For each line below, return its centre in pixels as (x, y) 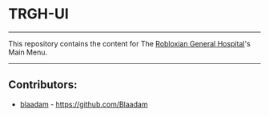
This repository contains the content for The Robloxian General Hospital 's (129, 43)
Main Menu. (28, 52)
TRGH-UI (39, 14)
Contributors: (43, 85)
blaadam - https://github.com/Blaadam (84, 104)
